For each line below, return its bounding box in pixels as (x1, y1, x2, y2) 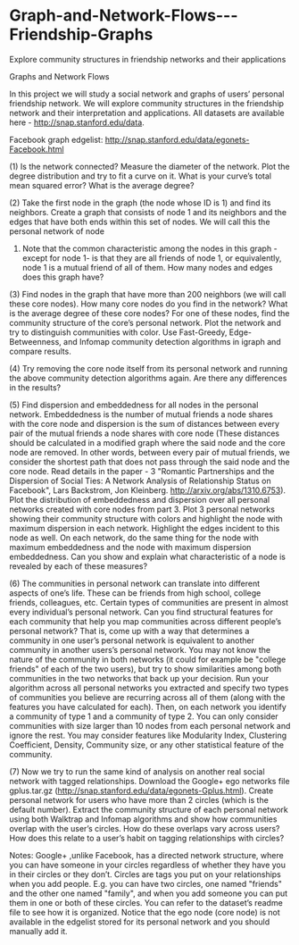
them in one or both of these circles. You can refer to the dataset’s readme (9, 897, 283, 907)
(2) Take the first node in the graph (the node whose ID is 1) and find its (9, 197, 271, 208)
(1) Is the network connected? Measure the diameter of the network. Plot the (9, 161, 290, 171)
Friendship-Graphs (9, 24, 154, 45)
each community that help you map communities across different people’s (9, 615, 282, 626)
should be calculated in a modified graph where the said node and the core (9, 437, 286, 447)
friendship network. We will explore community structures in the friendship (9, 97, 284, 108)
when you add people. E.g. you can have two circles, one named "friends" (9, 878, 283, 889)
